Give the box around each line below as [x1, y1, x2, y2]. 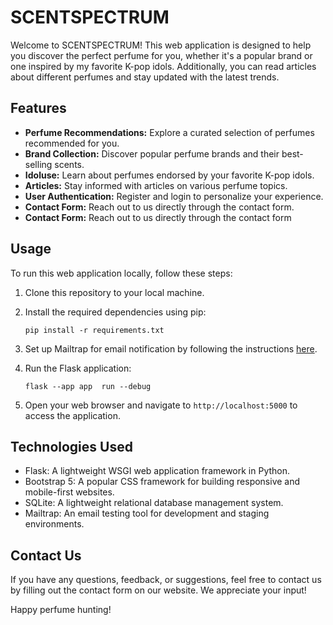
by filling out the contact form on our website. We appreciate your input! [10, 584, 307, 596]
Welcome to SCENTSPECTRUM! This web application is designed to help [10, 39, 312, 51]
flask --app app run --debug [24, 381, 152, 391]
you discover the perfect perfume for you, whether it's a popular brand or [10, 49, 313, 61]
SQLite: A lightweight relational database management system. [24, 497, 284, 509]
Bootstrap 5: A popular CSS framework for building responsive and [24, 476, 301, 488]
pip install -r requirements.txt [24, 325, 165, 335]
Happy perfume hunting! [10, 604, 112, 616]
